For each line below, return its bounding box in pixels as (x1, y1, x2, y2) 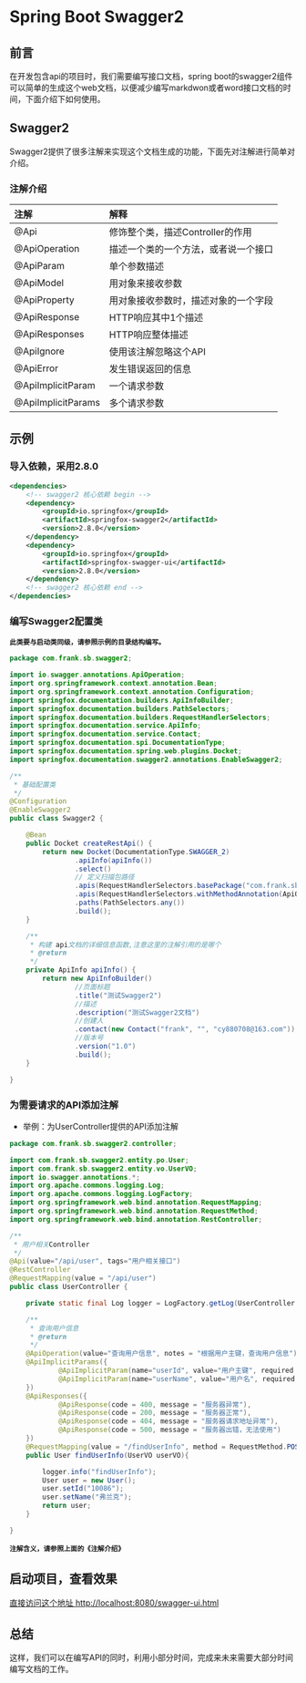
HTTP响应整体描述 (108, 328, 189, 341)
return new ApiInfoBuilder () (42, 974, 153, 984)
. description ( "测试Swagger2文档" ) (74, 1007, 200, 1017)
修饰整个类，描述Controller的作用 (108, 226, 252, 239)
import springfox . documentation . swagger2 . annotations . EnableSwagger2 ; (9, 755, 283, 764)
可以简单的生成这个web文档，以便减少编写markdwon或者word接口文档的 (9, 82, 284, 93)
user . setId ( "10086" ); (42, 1484, 125, 1493)
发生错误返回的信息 (108, 363, 191, 376)
